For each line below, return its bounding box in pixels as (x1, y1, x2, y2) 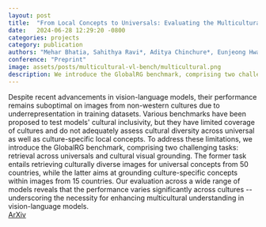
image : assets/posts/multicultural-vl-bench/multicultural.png (8, 63, 222, 71)
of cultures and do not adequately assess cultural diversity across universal (8, 126, 255, 135)
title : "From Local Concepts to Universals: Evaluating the (8, 19, 215, 27)
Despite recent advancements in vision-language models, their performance (8, 92, 257, 101)
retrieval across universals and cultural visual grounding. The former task (8, 151, 247, 161)
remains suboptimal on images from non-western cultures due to (8, 100, 220, 110)
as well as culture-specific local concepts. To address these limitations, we (8, 134, 253, 143)
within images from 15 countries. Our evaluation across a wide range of (8, 176, 241, 186)
